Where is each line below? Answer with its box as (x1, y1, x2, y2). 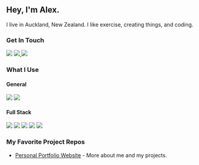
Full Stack (6, 108, 32, 115)
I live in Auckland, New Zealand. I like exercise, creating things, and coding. (6, 21, 194, 28)
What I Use (6, 66, 39, 74)
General (6, 80, 27, 88)
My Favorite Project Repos (6, 138, 86, 146)
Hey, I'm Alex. (6, 5, 60, 15)
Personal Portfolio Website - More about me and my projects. (14, 151, 168, 159)
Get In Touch (6, 36, 45, 44)
